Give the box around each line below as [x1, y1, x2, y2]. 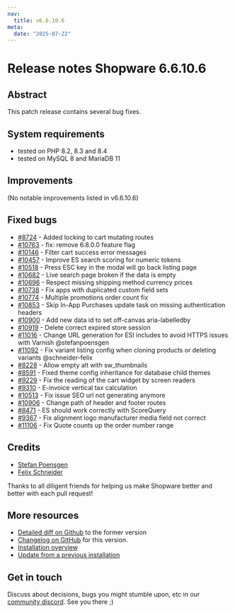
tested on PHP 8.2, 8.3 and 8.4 [17, 147, 108, 156]
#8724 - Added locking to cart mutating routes [17, 233, 154, 241]
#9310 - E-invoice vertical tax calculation [17, 383, 137, 391]
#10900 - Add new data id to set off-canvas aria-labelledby [17, 316, 191, 324]
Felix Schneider [17, 468, 64, 476]
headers [17, 308, 42, 316]
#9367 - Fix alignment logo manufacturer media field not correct [17, 413, 207, 422]
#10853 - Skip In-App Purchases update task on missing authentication [17, 300, 226, 309]
